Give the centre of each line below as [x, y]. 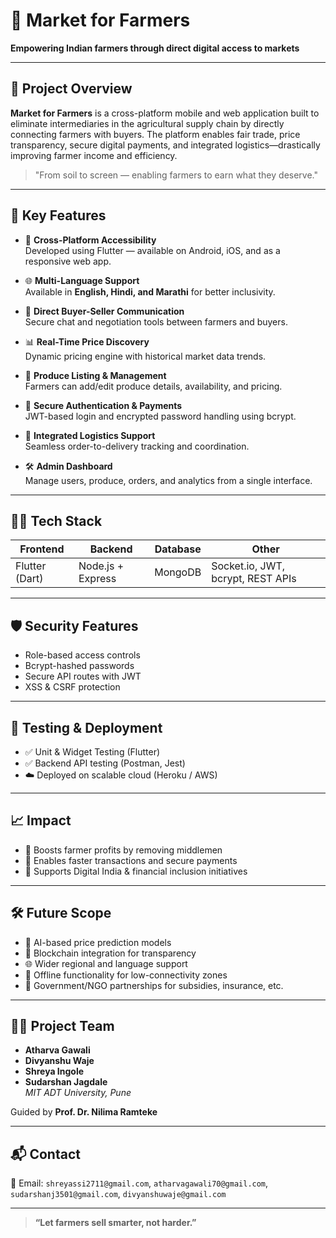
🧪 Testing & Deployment [86, 727]
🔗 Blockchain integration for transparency [110, 953]
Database [178, 549]
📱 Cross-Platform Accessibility [90, 240]
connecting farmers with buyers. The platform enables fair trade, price [155, 134]
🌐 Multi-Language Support [82, 280]
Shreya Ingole [54, 1071]
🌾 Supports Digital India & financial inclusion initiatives [136, 871]
